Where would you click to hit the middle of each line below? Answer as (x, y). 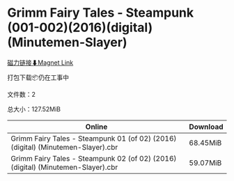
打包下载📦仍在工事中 (38, 77)
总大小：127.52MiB (34, 109)
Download (206, 127)
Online (96, 127)
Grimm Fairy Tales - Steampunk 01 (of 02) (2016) (94, 139)
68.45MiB (205, 143)
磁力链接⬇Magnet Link (40, 62)
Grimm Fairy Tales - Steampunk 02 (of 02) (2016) (94, 158)
